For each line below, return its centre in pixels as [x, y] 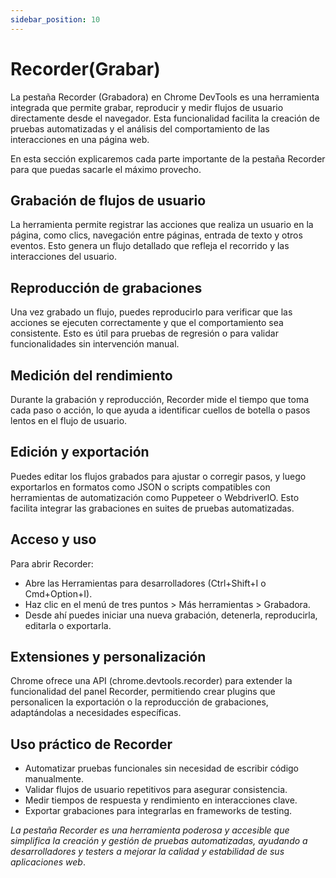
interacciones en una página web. [80, 139]
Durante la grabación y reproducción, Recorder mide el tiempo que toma [160, 399]
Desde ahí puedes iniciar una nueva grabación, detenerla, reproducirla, [171, 615]
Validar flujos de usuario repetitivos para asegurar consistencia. [156, 790]
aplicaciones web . [48, 862]
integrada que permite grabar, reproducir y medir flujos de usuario [147, 107]
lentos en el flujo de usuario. [69, 420]
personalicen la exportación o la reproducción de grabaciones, [139, 702]
